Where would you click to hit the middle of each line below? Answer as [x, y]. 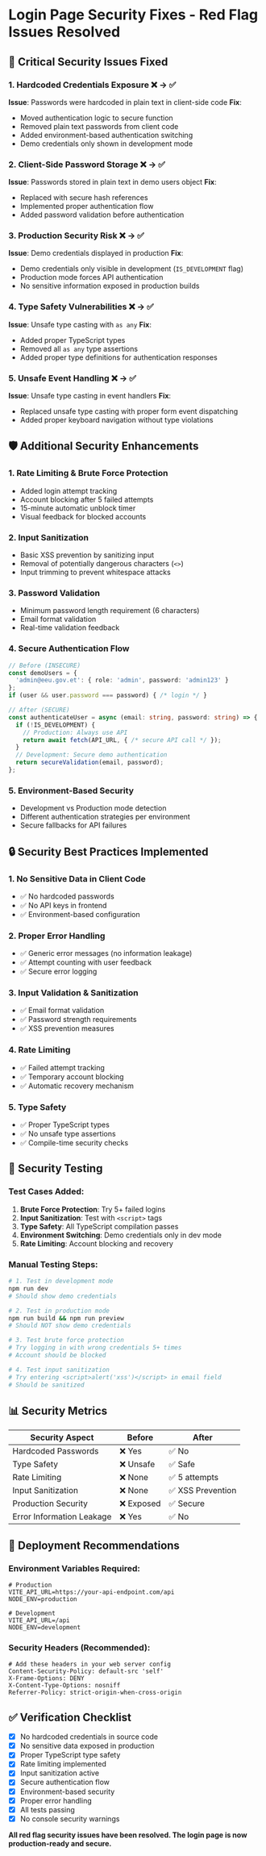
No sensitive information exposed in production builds [110, 286]
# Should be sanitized [46, 1385]
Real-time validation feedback [70, 628]
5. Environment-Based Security [71, 790]
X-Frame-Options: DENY [46, 1679]
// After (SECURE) [39, 710]
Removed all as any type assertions [79, 348]
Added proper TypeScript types [73, 340]
